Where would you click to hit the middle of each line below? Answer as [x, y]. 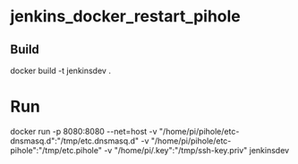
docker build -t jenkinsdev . [60, 70]
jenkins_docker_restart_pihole [125, 16]
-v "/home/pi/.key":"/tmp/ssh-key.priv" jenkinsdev [196, 150]
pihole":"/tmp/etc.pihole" [56, 150]
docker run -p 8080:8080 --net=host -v [84, 131]
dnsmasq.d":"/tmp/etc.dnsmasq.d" [75, 141]
